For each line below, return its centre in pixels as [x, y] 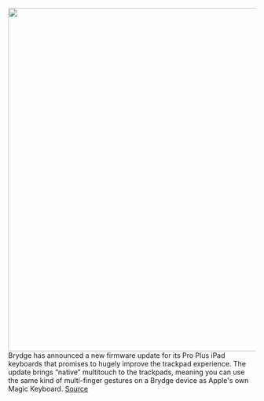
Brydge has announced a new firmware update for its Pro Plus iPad [117, 355]
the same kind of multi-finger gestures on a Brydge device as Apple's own [128, 380]
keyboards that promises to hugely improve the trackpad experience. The [127, 364]
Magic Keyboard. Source [48, 389]
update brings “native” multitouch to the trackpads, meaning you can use [126, 372]
